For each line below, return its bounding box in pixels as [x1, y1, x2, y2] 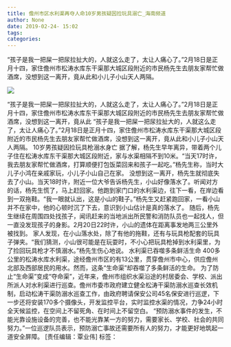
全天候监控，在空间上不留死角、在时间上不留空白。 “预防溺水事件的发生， [7, 307, 217, 315]
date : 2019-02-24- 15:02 [7, 23, 78, 30]
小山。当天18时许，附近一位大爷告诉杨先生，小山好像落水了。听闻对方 [19, 178, 219, 186]
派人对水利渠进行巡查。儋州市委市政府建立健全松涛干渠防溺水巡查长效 [12, 281, 212, 289]
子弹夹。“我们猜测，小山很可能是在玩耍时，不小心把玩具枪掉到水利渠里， [7, 238, 215, 246]
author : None [7, 17, 45, 23]
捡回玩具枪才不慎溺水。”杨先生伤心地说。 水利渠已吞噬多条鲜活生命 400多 [12, 246, 221, 255]
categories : [7, 36, 41, 43]
